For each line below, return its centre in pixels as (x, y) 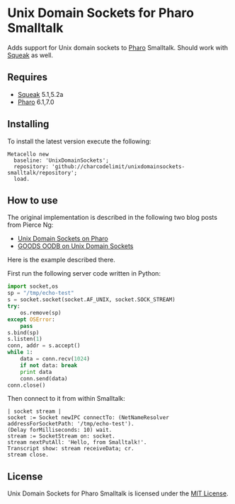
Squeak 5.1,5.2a (40, 94)
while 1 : (20, 352)
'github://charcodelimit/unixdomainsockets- (119, 166)
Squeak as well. (30, 55)
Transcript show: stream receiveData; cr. (71, 449)
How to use (33, 200)
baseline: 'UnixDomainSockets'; (62, 160)
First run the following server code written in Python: (84, 274)
